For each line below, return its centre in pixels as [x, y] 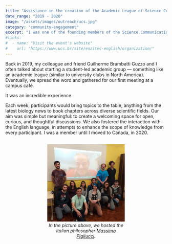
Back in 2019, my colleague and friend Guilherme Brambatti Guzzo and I [81, 63]
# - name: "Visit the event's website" [49, 43]
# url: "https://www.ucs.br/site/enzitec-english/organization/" [80, 49]
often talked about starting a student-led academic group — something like [84, 69]
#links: [14, 38]
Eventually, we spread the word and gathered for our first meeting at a [79, 80]
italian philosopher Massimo [86, 231]
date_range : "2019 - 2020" [34, 16]
